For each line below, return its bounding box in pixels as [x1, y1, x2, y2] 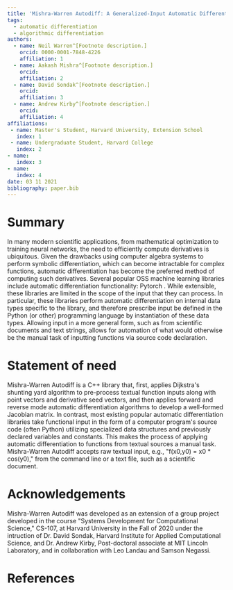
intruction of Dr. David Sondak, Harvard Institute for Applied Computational [7, 532, 221, 540]
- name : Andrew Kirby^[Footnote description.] [13, 101, 150, 108]
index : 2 [16, 146, 42, 153]
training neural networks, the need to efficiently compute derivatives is [7, 245, 209, 254]
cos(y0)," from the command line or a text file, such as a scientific [7, 454, 196, 463]
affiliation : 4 [19, 113, 64, 120]
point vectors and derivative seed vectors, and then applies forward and [7, 395, 214, 404]
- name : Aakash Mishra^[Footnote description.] [13, 62, 154, 69]
